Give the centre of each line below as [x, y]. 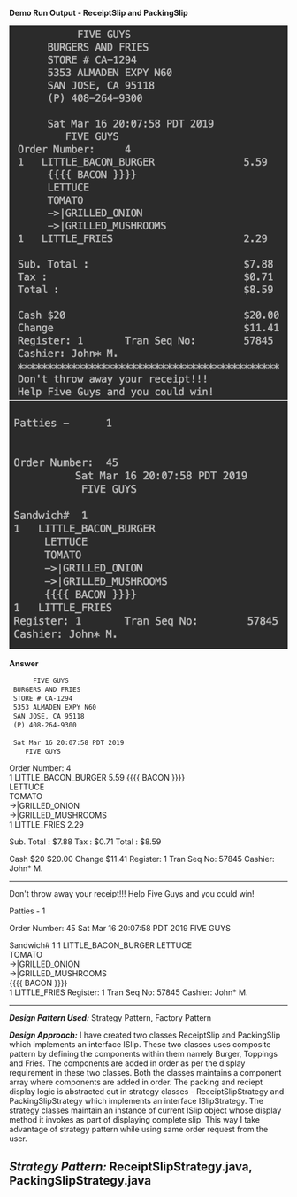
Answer [24, 664]
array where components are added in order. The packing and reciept [136, 1082]
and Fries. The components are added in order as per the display [127, 1063]
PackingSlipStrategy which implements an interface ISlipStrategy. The [136, 1101]
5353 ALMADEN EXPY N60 [55, 708]
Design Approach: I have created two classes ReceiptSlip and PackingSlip [145, 1035]
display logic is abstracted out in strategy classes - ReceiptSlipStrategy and [147, 1092]
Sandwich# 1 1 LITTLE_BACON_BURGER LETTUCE [101, 945]
